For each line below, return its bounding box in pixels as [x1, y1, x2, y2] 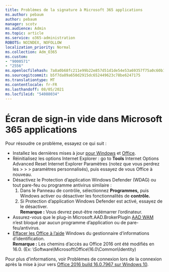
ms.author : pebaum [5, 12, 44, 17]
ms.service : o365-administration [5, 36, 75, 41]
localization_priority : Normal [5, 45, 71, 50]
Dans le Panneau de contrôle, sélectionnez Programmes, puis [20, 188, 149, 194]
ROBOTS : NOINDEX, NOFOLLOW [5, 40, 62, 45]
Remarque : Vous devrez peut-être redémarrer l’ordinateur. [20, 209, 142, 215]
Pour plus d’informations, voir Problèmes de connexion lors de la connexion [5, 256, 162, 262]
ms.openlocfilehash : [5, 68, 49, 73]
